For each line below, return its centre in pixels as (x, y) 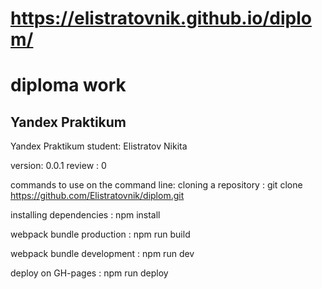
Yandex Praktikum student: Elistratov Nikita (99, 146)
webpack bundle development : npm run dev (102, 254)
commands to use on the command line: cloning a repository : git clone (156, 185)
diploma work (68, 85)
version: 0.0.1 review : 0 (58, 166)
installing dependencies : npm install (85, 215)
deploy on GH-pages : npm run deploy (89, 273)
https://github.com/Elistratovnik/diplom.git (97, 196)
